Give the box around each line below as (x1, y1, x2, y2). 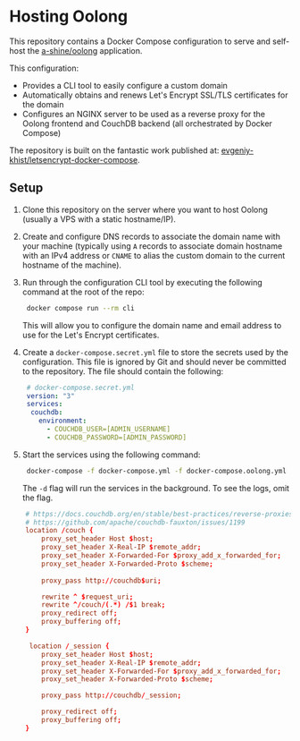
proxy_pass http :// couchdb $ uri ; (41, 575, 162, 585)
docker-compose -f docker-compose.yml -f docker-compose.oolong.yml (26, 466, 287, 475)
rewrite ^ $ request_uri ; (41, 592, 134, 601)
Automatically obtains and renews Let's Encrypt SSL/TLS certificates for (21, 89, 288, 100)
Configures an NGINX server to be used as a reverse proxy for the (21, 108, 266, 119)
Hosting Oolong (9, 6, 128, 27)
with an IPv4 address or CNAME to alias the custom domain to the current (21, 250, 286, 260)
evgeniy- (221, 145, 254, 156)
